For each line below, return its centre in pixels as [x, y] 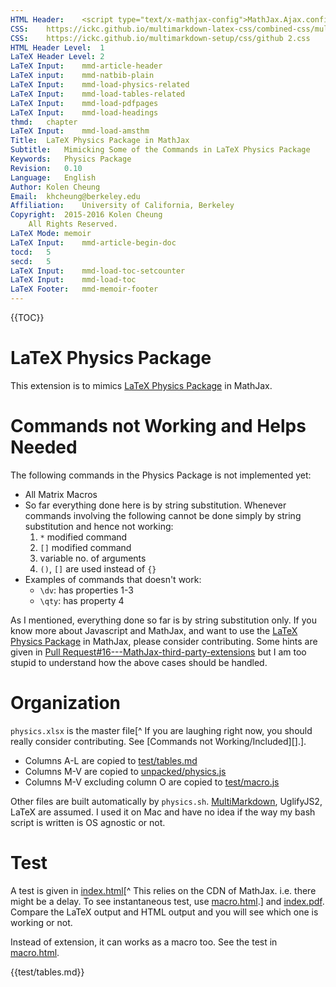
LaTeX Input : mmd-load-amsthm [80, 131]
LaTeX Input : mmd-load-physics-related [100, 85]
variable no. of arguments [93, 558]
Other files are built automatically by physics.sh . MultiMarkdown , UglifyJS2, [166, 801]
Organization [65, 703]
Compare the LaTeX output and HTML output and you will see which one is [164, 912]
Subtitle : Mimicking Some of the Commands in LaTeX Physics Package [160, 150]
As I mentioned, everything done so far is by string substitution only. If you [163, 620]
